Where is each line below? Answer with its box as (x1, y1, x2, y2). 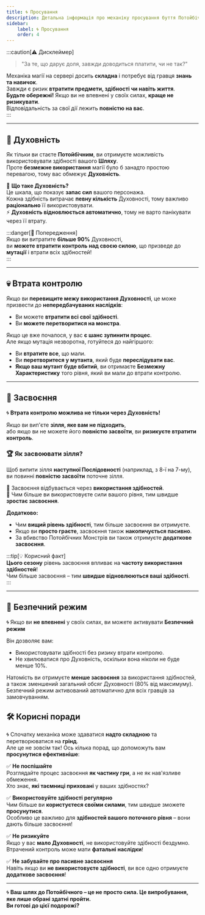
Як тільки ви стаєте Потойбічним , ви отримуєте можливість (6, 150, 164, 158)
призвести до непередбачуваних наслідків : (6, 301, 123, 309)
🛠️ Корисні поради (6, 711, 81, 722)
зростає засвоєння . (6, 497, 59, 504)
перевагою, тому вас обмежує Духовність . (6, 170, 121, 177)
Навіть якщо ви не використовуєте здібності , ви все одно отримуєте (6, 864, 189, 872)
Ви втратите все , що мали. (15, 350, 86, 357)
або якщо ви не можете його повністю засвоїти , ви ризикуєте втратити (6, 427, 197, 435)
